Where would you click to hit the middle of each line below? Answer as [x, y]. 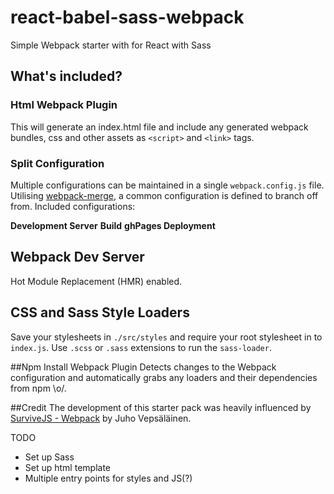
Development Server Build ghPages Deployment [113, 225]
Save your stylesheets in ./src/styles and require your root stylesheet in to [166, 337]
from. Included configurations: [73, 206]
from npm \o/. [38, 388]
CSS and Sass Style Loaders [100, 312]
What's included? [66, 76]
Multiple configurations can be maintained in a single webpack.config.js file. [167, 185]
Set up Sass [49, 457]
